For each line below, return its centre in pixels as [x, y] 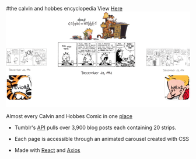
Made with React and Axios [47, 150]
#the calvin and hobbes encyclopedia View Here [64, 8]
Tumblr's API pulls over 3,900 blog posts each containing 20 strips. [95, 127]
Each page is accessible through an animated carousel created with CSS [102, 139]
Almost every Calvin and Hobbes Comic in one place [69, 116]
